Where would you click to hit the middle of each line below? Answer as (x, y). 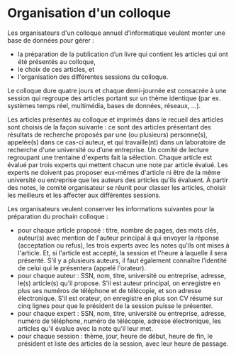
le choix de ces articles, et (56, 69)
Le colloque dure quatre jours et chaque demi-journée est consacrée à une (117, 90)
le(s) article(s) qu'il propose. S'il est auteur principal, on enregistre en (119, 283)
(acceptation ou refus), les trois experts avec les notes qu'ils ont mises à (123, 245)
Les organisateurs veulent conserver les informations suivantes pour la (111, 208)
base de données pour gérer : (51, 40)
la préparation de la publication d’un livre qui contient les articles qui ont (123, 54)
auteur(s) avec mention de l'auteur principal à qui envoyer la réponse (118, 238)
